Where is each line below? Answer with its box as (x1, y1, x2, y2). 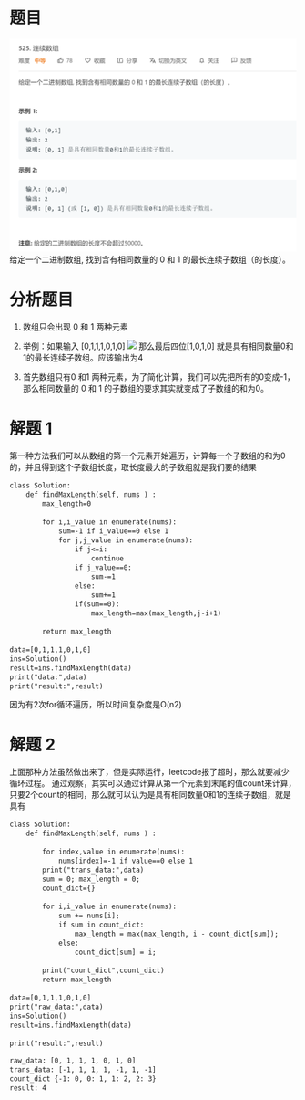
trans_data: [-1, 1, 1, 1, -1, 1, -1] (9, 1064, 157, 1074)
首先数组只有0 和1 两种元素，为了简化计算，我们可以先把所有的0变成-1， (22, 371, 296, 382)
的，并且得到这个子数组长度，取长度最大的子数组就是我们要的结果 (9, 461, 257, 472)
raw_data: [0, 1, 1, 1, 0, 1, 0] (9, 1055, 137, 1065)
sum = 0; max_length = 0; (42, 875, 141, 884)
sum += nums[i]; (57, 911, 120, 920)
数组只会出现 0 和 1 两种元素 (22, 320, 129, 332)
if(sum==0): (74, 599, 120, 609)
